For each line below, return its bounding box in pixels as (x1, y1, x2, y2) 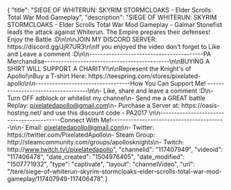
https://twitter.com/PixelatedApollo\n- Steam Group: (7, 131, 156, 139)
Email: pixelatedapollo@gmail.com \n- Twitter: (25, 124, 154, 131)
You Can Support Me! (145, 79, 206, 87)
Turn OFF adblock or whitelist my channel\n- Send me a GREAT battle (7, 94, 206, 102)
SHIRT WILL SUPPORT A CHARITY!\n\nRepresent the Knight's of (7, 65, 192, 73)
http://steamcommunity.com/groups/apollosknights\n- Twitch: (7, 138, 185, 146)
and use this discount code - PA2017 (42, 108, 147, 117)
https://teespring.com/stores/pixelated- (88, 72, 201, 80)
